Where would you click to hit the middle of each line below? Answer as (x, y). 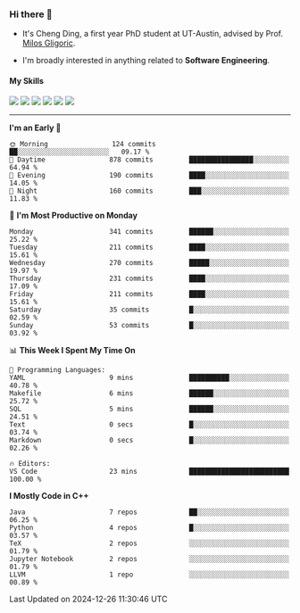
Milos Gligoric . (49, 43)
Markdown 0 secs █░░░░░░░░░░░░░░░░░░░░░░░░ (150, 440)
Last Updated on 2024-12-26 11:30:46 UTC (88, 599)
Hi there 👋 (31, 14)
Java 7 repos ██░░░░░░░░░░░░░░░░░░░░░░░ (150, 512)
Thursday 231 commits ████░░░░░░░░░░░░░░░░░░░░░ (150, 278)
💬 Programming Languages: (57, 369)
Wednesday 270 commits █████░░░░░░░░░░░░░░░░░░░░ (150, 262)
